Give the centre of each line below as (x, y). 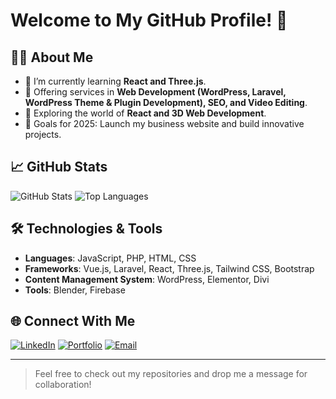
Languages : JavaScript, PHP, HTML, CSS (110, 258)
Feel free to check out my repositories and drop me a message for (171, 374)
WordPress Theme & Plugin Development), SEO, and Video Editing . (166, 102)
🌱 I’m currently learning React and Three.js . (115, 81)
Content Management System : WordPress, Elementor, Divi (147, 279)
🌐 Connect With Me (73, 321)
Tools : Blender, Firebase (75, 290)
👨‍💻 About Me (52, 57)
